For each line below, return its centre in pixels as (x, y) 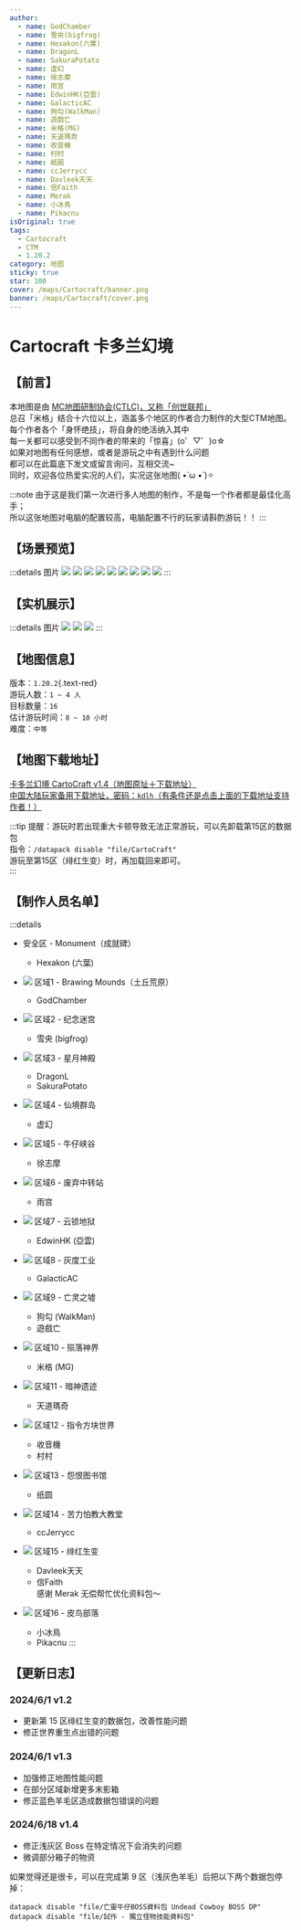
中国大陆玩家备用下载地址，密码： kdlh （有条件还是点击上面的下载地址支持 (150, 795)
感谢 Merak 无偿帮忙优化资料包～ (99, 1593)
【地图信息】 (46, 659)
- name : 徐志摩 (44, 78)
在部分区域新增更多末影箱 (71, 1789)
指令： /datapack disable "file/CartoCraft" (93, 849)
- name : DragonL (48, 52)
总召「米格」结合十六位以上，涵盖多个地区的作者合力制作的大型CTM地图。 (150, 417)
